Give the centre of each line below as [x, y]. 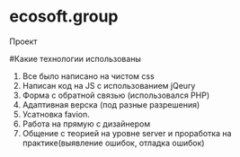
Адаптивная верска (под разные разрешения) [111, 104]
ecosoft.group [64, 17]
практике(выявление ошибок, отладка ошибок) [113, 143]
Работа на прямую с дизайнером [86, 124]
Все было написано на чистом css [88, 76]
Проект [23, 41]
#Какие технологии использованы [76, 58]
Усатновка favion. [56, 114]
